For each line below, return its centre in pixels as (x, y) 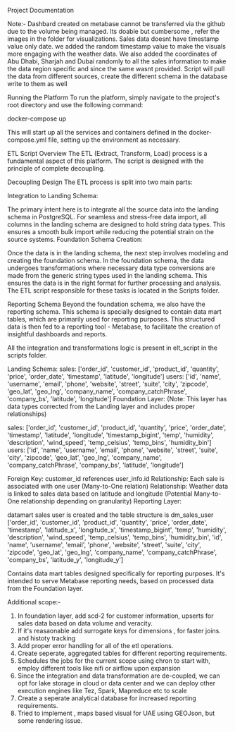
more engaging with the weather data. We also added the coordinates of (112, 54)
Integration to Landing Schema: (53, 196)
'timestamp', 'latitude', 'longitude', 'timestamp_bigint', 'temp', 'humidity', (111, 435)
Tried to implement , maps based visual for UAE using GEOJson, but (116, 713)
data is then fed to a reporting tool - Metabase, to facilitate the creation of (114, 327)
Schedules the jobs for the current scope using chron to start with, (114, 661)
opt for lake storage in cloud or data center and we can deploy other (116, 683)
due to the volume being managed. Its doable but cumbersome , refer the (114, 31)
